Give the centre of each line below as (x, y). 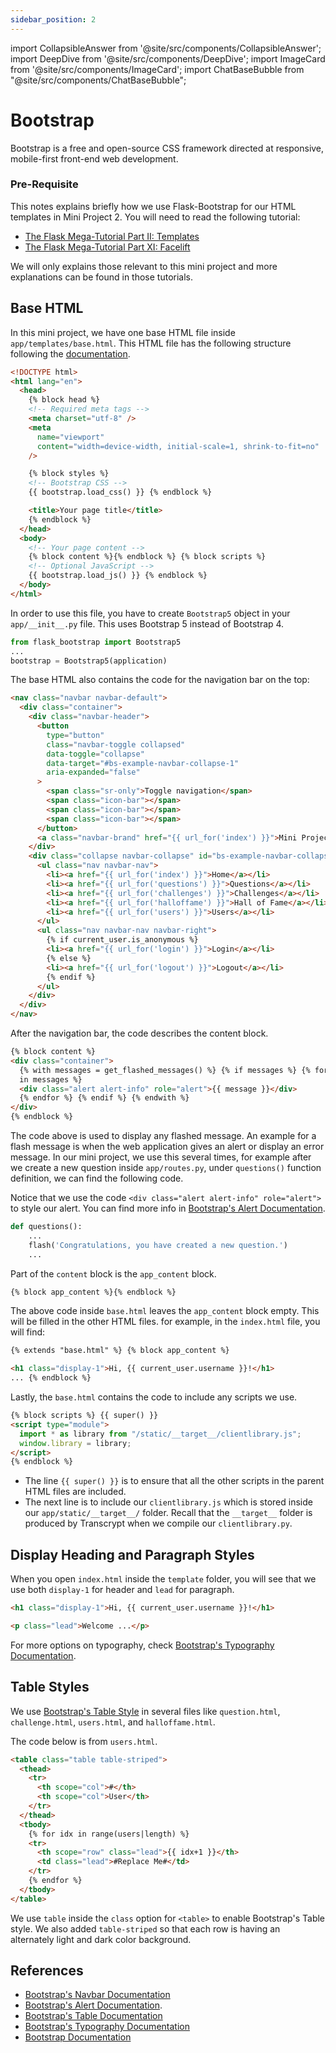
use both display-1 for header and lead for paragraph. (122, 1590)
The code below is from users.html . (84, 1741)
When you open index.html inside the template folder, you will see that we (163, 1579)
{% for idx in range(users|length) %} (109, 1834)
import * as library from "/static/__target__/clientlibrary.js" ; (160, 1434)
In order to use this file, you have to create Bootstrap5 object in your (150, 613)
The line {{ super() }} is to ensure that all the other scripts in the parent (174, 1481)
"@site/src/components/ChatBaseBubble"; (98, 80)
